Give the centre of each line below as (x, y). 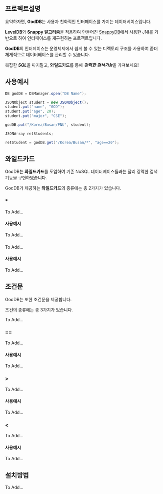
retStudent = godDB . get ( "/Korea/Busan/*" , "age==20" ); (62, 142)
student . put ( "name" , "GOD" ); (35, 107)
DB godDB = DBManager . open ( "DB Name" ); (46, 94)
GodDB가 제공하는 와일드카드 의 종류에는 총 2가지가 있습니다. (63, 188)
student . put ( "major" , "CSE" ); (36, 116)
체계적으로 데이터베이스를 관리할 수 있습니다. (48, 54)
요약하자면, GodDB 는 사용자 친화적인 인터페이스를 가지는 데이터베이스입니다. (78, 22)
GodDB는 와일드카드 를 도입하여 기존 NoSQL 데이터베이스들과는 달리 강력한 (77, 172)
